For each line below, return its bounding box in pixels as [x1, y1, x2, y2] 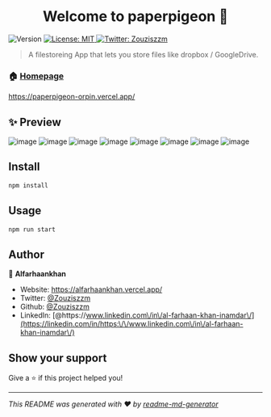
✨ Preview [8, 115, 62, 128]
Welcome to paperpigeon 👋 [43, 7, 228, 26]
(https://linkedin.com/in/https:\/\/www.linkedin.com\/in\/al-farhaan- [19, 319, 244, 329]
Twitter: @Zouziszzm [19, 293, 91, 303]
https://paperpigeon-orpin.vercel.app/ [8, 92, 135, 102]
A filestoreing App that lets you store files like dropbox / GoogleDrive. [27, 49, 259, 59]
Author [8, 247, 44, 261]
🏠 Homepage [8, 70, 65, 82]
